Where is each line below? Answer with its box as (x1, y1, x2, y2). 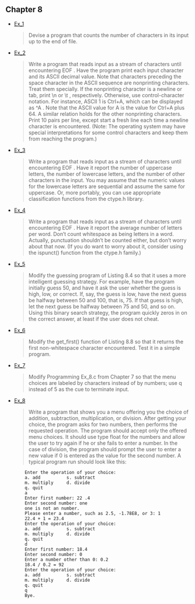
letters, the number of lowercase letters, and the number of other (28, 170, 185, 178)
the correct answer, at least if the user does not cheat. (28, 315, 159, 322)
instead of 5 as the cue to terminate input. (28, 385, 130, 393)
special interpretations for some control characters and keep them (28, 129, 188, 136)
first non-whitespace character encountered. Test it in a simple (28, 344, 180, 351)
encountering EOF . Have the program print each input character (28, 67, 184, 74)
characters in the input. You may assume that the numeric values (28, 176, 185, 183)
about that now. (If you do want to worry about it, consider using (28, 243, 183, 250)
